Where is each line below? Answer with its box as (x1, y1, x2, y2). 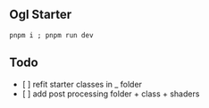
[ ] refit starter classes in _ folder (21, 79, 143, 89)
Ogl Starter (9, 7, 72, 22)
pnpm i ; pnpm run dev (9, 30, 94, 39)
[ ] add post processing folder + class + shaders (21, 88, 200, 99)
